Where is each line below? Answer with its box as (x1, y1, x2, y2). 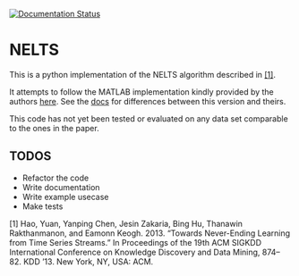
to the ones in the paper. (9, 122, 100, 133)
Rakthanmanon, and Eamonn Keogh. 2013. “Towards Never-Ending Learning (9, 228, 291, 238)
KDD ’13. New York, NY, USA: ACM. (23, 255, 154, 267)
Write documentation (21, 181, 100, 192)
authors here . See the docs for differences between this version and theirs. (9, 96, 286, 106)
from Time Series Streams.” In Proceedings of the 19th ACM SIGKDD (9, 237, 262, 247)
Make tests (21, 201, 64, 212)
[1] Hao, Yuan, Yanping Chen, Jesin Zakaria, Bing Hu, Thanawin (9, 218, 243, 229)
